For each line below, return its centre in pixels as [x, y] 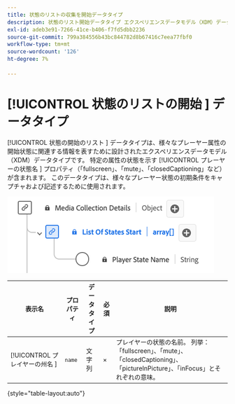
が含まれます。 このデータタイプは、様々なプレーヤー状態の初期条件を [109, 177]
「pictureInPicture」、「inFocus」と [165, 368]
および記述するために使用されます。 [77, 186]
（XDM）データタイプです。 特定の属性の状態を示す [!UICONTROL [103, 160]
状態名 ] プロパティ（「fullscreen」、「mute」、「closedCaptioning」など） [122, 169]
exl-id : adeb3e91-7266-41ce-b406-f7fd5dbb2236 [76, 29]
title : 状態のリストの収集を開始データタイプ [65, 15]
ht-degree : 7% [28, 60]
